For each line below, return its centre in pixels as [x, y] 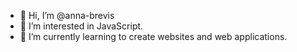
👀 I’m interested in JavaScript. [81, 26]
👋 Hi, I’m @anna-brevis [67, 15]
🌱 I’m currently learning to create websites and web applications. [153, 36]
